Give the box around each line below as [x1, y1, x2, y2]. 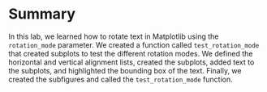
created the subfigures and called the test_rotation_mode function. [8, 74, 233, 84]
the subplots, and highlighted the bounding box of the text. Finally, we [8, 65, 242, 75]
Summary [8, 5, 75, 23]
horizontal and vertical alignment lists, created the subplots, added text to [8, 57, 255, 67]
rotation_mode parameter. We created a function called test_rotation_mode [8, 40, 260, 49]
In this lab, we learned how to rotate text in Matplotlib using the [8, 31, 219, 41]
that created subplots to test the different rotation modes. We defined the [8, 48, 253, 58]
